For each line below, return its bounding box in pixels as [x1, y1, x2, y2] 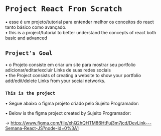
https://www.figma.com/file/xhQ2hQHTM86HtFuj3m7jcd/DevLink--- [11, 120, 152, 126]
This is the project [5, 90, 56, 96]
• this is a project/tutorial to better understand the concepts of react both [5, 29, 156, 35]
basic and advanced [5, 35, 48, 41]
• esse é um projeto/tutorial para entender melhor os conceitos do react [5, 19, 154, 25]
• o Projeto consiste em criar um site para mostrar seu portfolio [5, 61, 136, 67]
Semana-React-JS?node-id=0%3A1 [5, 125, 79, 131]
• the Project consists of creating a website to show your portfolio [5, 72, 141, 78]
